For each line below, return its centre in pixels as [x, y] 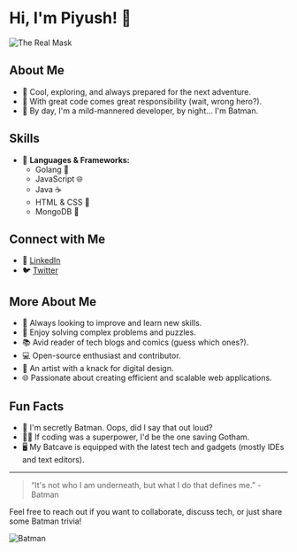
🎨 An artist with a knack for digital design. [98, 369]
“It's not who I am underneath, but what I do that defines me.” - [146, 485]
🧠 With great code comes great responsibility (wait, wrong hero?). [142, 101]
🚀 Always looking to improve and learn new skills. [112, 323]
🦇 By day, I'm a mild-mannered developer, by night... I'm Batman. [140, 111]
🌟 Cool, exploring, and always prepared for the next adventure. [137, 91]
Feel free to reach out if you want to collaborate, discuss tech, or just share [146, 512]
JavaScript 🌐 [59, 179]
